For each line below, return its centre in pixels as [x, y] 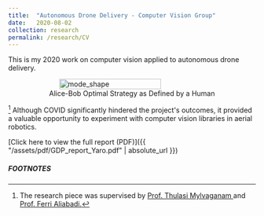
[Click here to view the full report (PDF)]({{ [77, 141]
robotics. [22, 126]
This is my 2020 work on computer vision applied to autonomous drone [124, 60]
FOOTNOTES [29, 168]
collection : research [44, 30]
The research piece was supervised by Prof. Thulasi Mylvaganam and [132, 195]
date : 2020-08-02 [40, 23]
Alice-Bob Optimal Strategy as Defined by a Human [132, 93]
